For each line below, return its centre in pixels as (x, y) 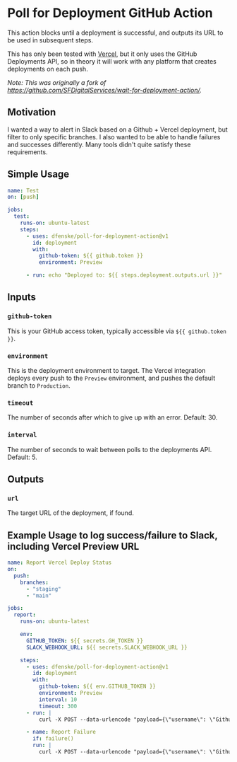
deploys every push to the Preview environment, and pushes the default (111, 378)
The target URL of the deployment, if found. (71, 513)
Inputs (22, 298)
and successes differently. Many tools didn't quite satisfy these (99, 144)
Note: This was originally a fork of (57, 82)
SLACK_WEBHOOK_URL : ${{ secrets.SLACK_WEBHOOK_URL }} (107, 647)
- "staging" (43, 589)
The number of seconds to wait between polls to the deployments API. (110, 449)
